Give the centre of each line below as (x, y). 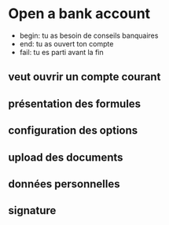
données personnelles (64, 184)
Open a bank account (79, 14)
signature (32, 210)
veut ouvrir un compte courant (84, 77)
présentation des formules (75, 103)
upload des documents (66, 157)
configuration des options (73, 131)
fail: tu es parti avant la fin (61, 52)
